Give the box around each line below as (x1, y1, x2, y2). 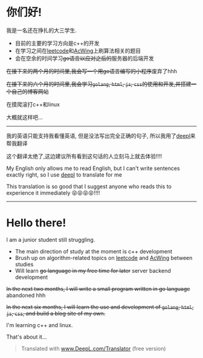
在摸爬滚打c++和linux (6, 100, 60, 108)
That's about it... (6, 333, 47, 340)
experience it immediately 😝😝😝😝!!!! (6, 189, 100, 197)
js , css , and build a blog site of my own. (6, 310, 106, 317)
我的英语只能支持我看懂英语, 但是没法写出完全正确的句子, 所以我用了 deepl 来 (6, 132, 196, 139)
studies (14, 261, 34, 268)
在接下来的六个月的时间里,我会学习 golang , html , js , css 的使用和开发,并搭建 (6, 80, 192, 88)
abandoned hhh (6, 291, 46, 299)
